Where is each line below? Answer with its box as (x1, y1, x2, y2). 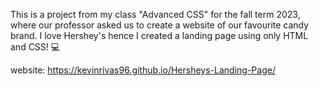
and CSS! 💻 (10, 41, 61, 53)
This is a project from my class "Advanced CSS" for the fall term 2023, (10, 9, 301, 20)
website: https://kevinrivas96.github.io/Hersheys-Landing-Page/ (10, 64, 276, 76)
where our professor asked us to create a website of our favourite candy (10, 19, 310, 31)
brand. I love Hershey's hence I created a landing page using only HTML (10, 30, 309, 41)
